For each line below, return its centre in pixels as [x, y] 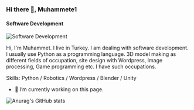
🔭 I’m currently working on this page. [59, 89]
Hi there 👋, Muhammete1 [42, 9]
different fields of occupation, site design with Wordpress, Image [84, 61]
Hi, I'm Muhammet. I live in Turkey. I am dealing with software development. [97, 48]
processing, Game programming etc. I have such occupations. [81, 66]
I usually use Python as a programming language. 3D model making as [91, 54]
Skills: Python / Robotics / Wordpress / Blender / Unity [71, 78]
